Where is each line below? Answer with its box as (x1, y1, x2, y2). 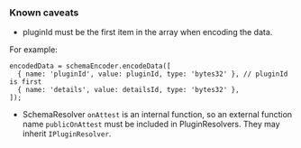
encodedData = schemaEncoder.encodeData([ (9, 61, 171, 71)
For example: (9, 44, 59, 55)
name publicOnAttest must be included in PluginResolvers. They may (22, 119, 281, 130)
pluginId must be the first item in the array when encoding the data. (22, 27, 273, 38)
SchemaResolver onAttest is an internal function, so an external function (22, 109, 293, 120)
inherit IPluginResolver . (22, 128, 112, 139)
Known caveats (9, 6, 79, 19)
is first (9, 78, 42, 87)
